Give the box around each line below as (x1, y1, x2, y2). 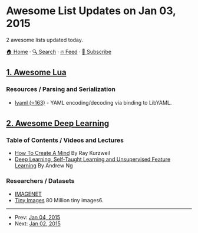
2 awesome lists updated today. (6, 36, 84, 43)
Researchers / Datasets (6, 177, 75, 185)
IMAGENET (14, 190, 42, 198)
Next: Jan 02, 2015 (14, 220, 61, 227)
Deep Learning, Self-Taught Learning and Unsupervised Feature (14, 156, 171, 163)
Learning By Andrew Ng (14, 162, 73, 169)
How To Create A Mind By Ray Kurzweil (14, 150, 111, 157)
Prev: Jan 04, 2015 (14, 213, 61, 221)
